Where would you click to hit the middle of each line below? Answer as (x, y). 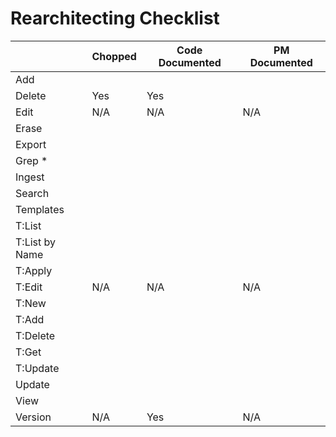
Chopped (114, 56)
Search (32, 193)
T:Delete (35, 335)
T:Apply (34, 270)
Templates (40, 209)
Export (31, 144)
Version (33, 417)
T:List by (35, 242)
